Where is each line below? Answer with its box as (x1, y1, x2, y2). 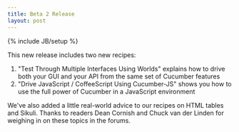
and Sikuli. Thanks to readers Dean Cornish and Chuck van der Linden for (7, 108, 225, 117)
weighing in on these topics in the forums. (7, 116, 131, 125)
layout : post (7, 17, 46, 24)
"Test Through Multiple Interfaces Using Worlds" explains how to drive (17, 64, 225, 73)
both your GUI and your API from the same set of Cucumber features (17, 72, 220, 81)
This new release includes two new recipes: (7, 51, 136, 59)
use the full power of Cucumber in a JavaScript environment (17, 87, 195, 96)
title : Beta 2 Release (7, 10, 75, 18)
